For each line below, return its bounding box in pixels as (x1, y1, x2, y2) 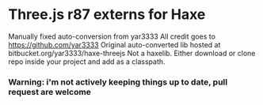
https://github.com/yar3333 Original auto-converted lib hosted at (8, 39, 221, 49)
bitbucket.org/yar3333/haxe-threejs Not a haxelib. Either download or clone (8, 48, 256, 58)
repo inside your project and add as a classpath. (8, 57, 166, 66)
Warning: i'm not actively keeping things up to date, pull (8, 77, 228, 88)
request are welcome (8, 86, 91, 97)
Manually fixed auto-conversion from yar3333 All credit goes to (8, 32, 216, 41)
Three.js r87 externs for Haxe (8, 6, 206, 24)
